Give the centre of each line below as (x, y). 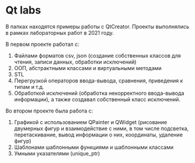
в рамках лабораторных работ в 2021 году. (60, 32)
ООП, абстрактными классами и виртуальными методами (88, 68)
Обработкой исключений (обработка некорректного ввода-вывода (99, 93)
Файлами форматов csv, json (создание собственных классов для (97, 55)
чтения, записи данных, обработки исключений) (75, 62)
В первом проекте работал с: (43, 44)
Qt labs (23, 10)
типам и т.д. (29, 87)
